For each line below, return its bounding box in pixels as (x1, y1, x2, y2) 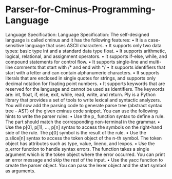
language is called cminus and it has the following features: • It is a (5, 37, 147, 43)
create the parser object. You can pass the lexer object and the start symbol (5, 162, 166, 168)
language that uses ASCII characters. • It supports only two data (25, 42, 162, 48)
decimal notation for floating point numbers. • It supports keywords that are (5, 81, 165, 87)
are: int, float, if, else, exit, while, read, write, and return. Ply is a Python (5, 91, 156, 97)
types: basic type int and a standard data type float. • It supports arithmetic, (5, 48, 166, 54)
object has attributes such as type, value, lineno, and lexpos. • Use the (5, 140, 155, 147)
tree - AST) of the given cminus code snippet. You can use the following (5, 108, 158, 114)
